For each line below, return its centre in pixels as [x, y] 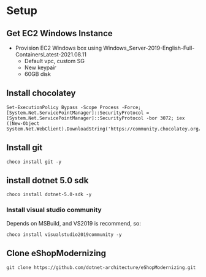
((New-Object [23, 123]
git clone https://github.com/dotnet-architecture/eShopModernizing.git [101, 267]
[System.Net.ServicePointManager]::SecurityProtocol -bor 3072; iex [96, 118]
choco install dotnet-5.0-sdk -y [49, 195]
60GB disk [37, 74]
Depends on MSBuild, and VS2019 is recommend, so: [74, 223]
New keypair [40, 67]
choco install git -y [34, 162]
